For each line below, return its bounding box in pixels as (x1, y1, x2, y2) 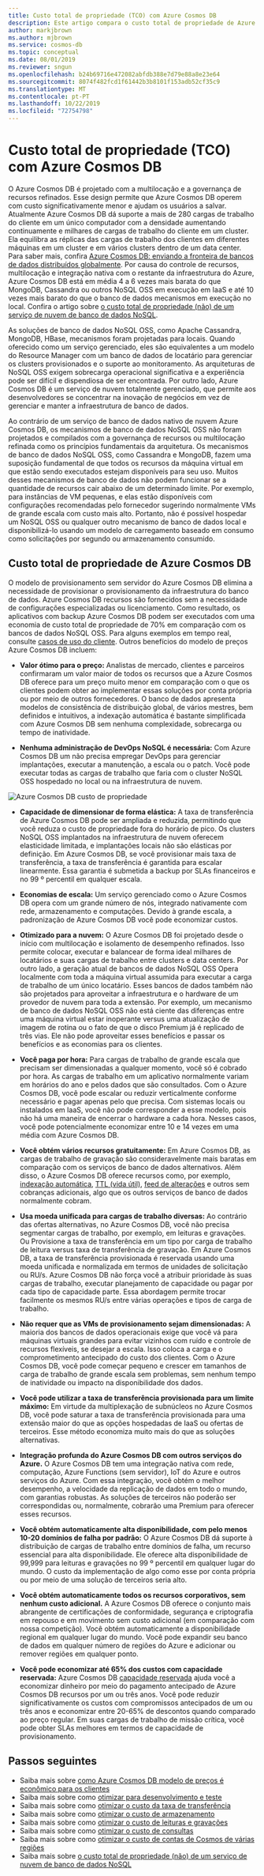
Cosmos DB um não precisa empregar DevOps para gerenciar (19, 751, 221, 761)
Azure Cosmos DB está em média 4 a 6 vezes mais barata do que (8, 276, 221, 285)
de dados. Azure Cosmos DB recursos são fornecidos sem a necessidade (8, 595, 248, 604)
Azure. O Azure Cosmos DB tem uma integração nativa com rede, (19, 1459, 234, 1468)
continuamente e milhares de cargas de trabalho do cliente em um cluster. (8, 226, 250, 236)
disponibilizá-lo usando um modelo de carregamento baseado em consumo (8, 525, 255, 534)
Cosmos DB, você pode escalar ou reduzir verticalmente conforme (19, 1088, 237, 1097)
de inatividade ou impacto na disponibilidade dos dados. (19, 1377, 203, 1387)
